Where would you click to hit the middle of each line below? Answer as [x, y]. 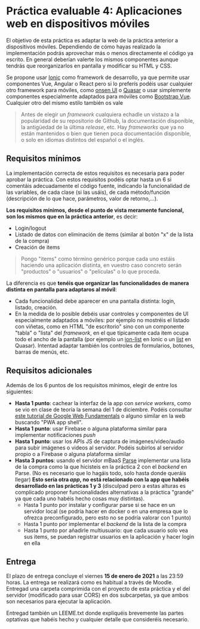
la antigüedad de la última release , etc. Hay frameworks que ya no [102, 127]
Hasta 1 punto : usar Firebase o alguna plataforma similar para [91, 429]
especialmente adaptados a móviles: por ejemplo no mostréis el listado [102, 320]
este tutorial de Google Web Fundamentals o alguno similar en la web [100, 416]
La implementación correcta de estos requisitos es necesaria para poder [96, 173]
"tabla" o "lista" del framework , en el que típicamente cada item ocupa [102, 333]
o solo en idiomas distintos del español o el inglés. [83, 139]
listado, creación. [36, 307]
